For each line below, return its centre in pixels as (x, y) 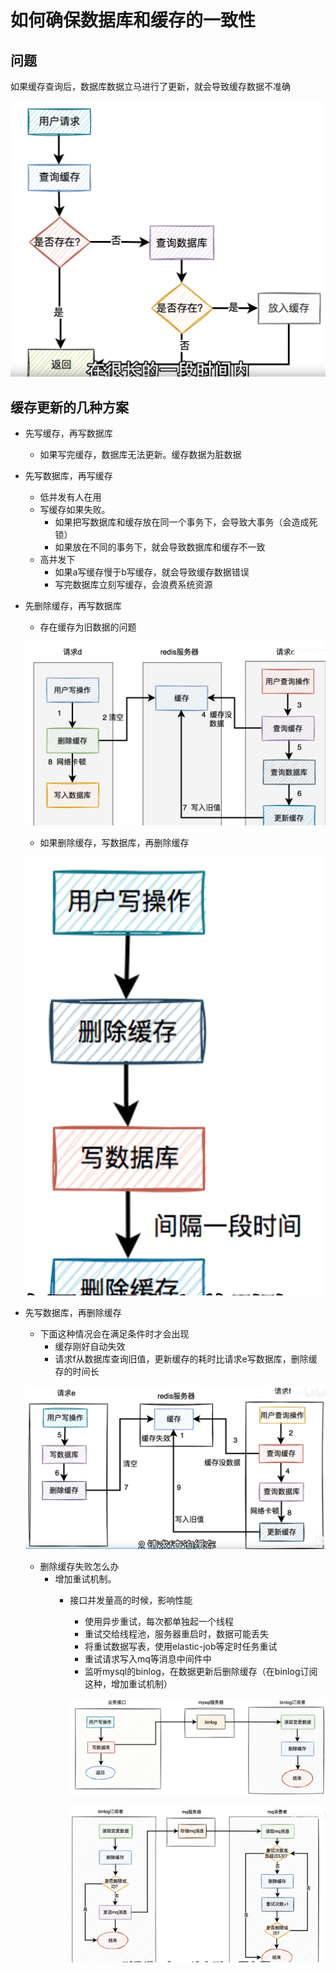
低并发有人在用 (70, 497)
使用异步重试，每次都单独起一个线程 (159, 1622)
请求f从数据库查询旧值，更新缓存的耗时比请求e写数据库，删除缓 (186, 1359)
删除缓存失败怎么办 (79, 1567)
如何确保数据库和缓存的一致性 (133, 20)
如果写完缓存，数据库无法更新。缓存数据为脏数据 (140, 455)
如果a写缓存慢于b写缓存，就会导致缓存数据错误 (152, 572)
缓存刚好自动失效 (90, 1347)
